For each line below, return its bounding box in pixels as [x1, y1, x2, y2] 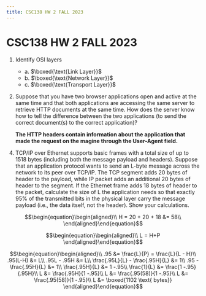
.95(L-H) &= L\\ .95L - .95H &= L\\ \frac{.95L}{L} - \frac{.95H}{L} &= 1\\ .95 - [7, 256, 199, 264]
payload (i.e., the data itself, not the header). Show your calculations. [15, 201, 189, 209]
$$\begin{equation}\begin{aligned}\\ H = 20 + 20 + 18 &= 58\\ [24, 213, 182, 220]
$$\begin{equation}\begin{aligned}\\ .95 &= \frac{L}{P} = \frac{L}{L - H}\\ [9, 250, 197, 257]
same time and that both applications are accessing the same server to [15, 99, 195, 106]
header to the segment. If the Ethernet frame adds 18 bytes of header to [15, 182, 197, 189]
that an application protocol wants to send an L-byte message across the [15, 162, 200, 169]
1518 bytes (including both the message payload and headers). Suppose [15, 155, 198, 163]
